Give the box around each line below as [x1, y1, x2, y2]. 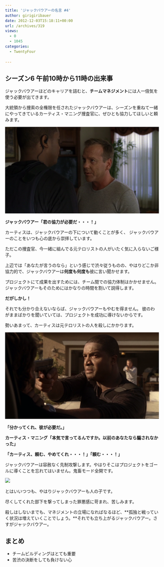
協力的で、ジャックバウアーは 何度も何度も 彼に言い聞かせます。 [5, 268, 132, 274]
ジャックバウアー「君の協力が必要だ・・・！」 [5, 219, 99, 225]
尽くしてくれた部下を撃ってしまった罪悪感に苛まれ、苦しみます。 [5, 499, 137, 504]
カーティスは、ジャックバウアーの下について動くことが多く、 [5, 229, 128, 235]
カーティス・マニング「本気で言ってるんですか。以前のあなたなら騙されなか [5, 434, 159, 440]
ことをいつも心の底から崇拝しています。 [13, 235, 95, 241]
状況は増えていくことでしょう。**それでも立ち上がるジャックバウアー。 [9, 515, 154, 521]
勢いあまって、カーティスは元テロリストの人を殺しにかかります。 [5, 322, 137, 328]
